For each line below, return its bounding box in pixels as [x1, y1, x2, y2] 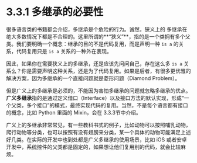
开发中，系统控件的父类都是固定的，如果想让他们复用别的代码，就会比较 [6, 143, 181, 150]
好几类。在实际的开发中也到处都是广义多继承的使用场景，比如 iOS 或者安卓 [6, 136, 187, 143]
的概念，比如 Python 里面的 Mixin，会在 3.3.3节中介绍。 [6, 109, 142, 116]
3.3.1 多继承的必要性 [6, 5, 104, 19]
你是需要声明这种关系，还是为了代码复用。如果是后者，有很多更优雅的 [21, 67, 191, 74]
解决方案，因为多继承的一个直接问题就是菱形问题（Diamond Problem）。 [6, 74, 181, 82]
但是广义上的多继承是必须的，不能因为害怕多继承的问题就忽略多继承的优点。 [6, 87, 191, 94]
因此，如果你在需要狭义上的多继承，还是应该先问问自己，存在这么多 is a [6, 60, 183, 67]
